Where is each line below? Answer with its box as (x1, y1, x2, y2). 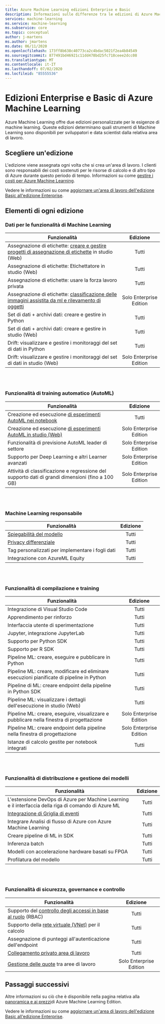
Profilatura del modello (7, 856, 60, 863)
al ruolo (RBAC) (7, 913, 43, 920)
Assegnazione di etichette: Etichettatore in (7, 263, 106, 269)
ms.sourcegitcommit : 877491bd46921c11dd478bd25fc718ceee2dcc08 (5, 53, 137, 58)
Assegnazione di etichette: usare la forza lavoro (7, 277, 117, 284)
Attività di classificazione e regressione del (7, 468, 107, 474)
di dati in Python (7, 346, 45, 352)
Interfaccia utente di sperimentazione (7, 622, 94, 629)
